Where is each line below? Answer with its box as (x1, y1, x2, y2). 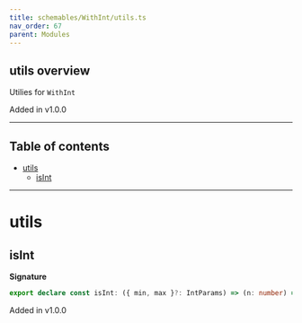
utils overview (9, 63, 91, 78)
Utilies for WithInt (9, 87, 76, 98)
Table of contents (9, 138, 110, 153)
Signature (9, 271, 48, 282)
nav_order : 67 (9, 22, 63, 31)
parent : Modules (9, 30, 70, 39)
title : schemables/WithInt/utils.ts (9, 13, 147, 22)
